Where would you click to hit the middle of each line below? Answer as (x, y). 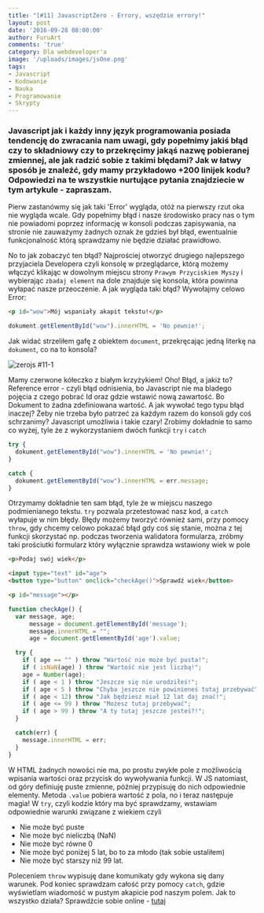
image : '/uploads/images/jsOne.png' (68, 60)
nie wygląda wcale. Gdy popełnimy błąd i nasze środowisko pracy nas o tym (132, 215)
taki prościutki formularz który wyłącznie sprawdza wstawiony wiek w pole (129, 545)
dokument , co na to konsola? (53, 349)
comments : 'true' (37, 45)
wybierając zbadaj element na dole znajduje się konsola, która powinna (123, 281)
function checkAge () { (45, 609)
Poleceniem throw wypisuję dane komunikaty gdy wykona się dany (116, 875)
